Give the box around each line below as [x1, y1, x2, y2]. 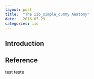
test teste [5, 69, 25, 75]
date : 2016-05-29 [5, 16, 46, 21]
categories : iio [5, 21, 39, 26]
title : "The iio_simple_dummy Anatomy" [5, 12, 90, 17]
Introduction [5, 39, 45, 47]
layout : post [5, 7, 32, 12]
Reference [5, 56, 38, 65]
